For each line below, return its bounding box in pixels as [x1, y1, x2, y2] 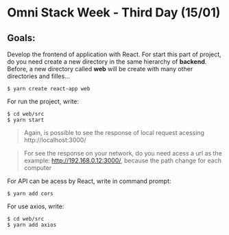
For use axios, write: [7, 202, 64, 210]
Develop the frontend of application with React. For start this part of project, [7, 50, 221, 58]
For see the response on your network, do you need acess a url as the [23, 149, 223, 157]
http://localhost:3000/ [23, 136, 86, 144]
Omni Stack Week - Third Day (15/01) [7, 5, 221, 21]
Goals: [7, 32, 36, 44]
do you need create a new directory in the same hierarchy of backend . [7, 58, 207, 66]
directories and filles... [7, 72, 70, 80]
